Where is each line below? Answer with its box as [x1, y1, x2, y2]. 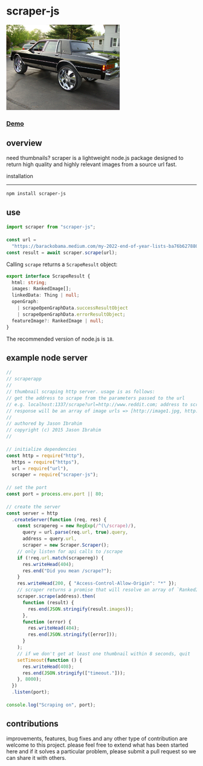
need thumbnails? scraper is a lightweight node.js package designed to [6, 154, 184, 161]
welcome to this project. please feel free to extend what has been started [6, 741, 188, 748]
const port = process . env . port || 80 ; [6, 491, 104, 498]
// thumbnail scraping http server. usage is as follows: [6, 389, 155, 395]
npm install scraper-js [6, 190, 66, 196]
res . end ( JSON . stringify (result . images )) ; [28, 606, 134, 612]
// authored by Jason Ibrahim [6, 421, 83, 427]
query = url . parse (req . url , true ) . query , [22, 529, 129, 536]
